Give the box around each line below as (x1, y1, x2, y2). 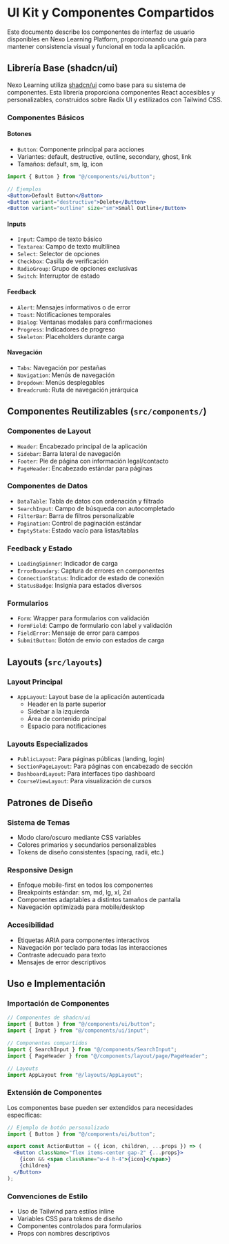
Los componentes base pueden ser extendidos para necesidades (7, 1103, 194, 1111)
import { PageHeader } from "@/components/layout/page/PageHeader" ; (7, 1052, 208, 1060)
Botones (7, 130, 32, 138)
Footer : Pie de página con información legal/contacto (17, 457, 169, 465)
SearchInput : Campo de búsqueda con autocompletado (17, 504, 175, 513)
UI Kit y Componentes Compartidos (7, 5, 215, 21)
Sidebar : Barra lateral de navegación (17, 449, 121, 457)
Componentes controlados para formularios (17, 1221, 142, 1230)
